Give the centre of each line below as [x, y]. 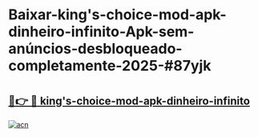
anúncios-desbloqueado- [95, 49]
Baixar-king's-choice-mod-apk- [117, 15]
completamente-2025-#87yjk [110, 66]
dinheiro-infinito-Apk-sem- [101, 32]
